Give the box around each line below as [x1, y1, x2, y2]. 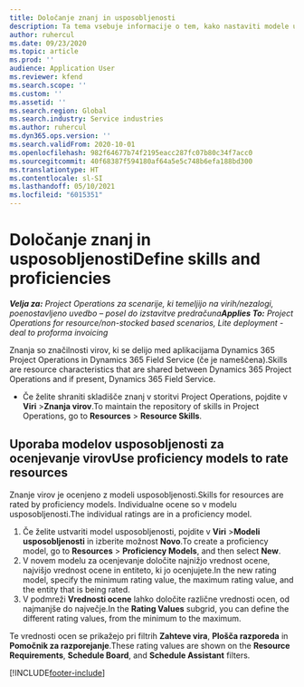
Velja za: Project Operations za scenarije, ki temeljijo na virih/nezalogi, [9, 298, 274, 309]
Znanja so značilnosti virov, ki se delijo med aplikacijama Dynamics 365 [9, 344, 276, 355]
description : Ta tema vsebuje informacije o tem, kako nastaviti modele [9, 22, 290, 31]
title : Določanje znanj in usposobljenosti [9, 13, 176, 23]
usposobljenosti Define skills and [9, 249, 261, 270]
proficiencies [9, 269, 111, 289]
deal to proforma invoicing [9, 327, 109, 338]
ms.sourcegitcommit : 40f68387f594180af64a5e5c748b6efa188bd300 [9, 156, 253, 166]
